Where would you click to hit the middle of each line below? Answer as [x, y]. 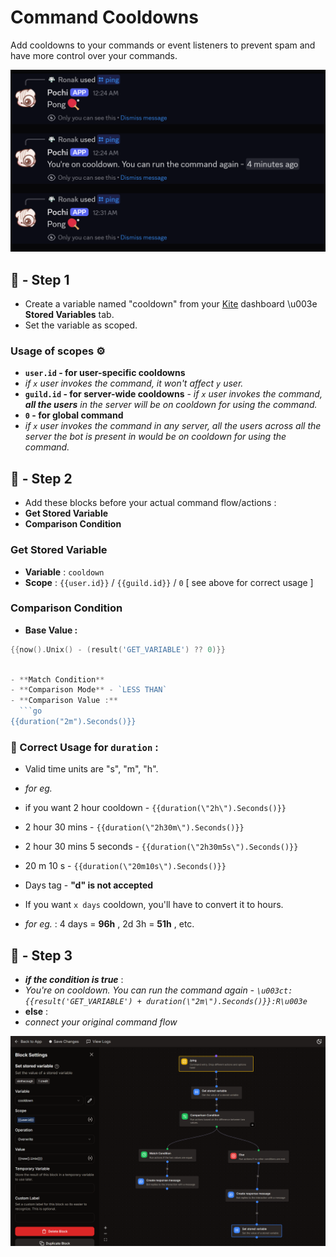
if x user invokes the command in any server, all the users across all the [173, 426]
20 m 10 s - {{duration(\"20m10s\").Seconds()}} [125, 866]
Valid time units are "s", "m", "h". [91, 769]
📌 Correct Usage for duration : [84, 747]
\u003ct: [274, 991]
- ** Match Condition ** [57, 679]
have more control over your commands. [94, 55]
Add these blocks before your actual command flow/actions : [150, 503]
